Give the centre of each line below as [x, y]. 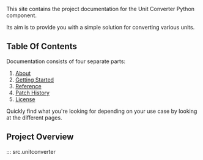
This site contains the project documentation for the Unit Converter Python [100, 9]
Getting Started [34, 80]
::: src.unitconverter [31, 151]
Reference [28, 86]
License [25, 99]
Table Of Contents [42, 46]
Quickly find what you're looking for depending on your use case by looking [102, 111]
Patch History [32, 93]
